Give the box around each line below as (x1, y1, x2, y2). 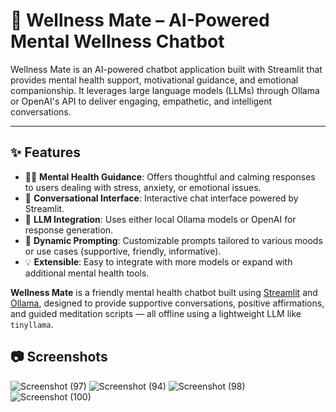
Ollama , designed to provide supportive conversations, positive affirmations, (10, 297, 325, 309)
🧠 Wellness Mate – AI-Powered (10, 9, 270, 32)
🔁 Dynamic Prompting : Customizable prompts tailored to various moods (24, 234, 323, 246)
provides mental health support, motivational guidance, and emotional (10, 74, 299, 86)
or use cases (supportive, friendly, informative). (24, 245, 222, 257)
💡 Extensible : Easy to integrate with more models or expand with (24, 255, 293, 268)
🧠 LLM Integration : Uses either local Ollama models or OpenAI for (24, 213, 297, 225)
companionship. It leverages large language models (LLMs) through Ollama (10, 84, 320, 96)
